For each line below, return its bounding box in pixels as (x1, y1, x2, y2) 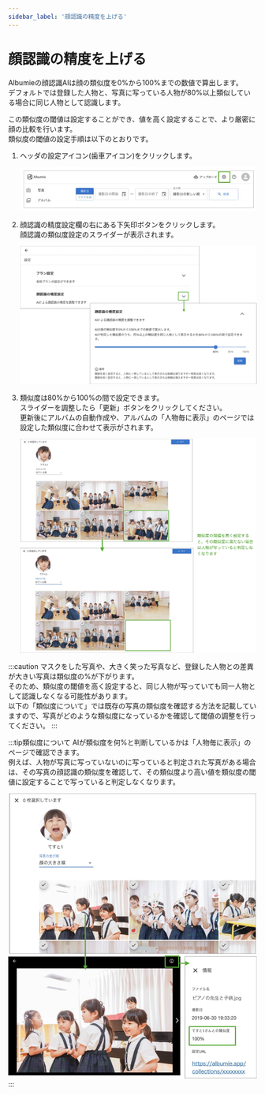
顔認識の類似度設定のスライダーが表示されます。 (19, 230, 178, 239)
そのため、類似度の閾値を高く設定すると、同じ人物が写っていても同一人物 (8, 681, 249, 690)
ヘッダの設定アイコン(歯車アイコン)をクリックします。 (19, 151, 197, 160)
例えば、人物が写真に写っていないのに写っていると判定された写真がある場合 (8, 757, 256, 767)
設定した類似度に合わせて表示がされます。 (19, 422, 158, 432)
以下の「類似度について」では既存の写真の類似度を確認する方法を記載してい (8, 701, 257, 710)
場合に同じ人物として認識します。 (14, 97, 125, 107)
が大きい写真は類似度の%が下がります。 (8, 671, 140, 681)
